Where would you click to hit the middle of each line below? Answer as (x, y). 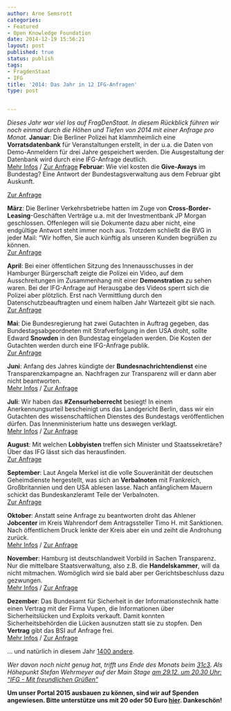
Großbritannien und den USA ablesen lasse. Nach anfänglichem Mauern (110, 487)
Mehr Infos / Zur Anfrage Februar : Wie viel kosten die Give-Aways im (107, 167)
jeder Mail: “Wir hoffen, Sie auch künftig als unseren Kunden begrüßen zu (112, 238)
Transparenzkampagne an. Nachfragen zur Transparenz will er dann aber (112, 374)
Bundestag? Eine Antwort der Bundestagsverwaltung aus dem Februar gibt (114, 174)
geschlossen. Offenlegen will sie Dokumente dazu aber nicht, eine (101, 223)
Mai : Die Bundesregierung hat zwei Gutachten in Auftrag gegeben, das (108, 323)
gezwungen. (25, 580)
